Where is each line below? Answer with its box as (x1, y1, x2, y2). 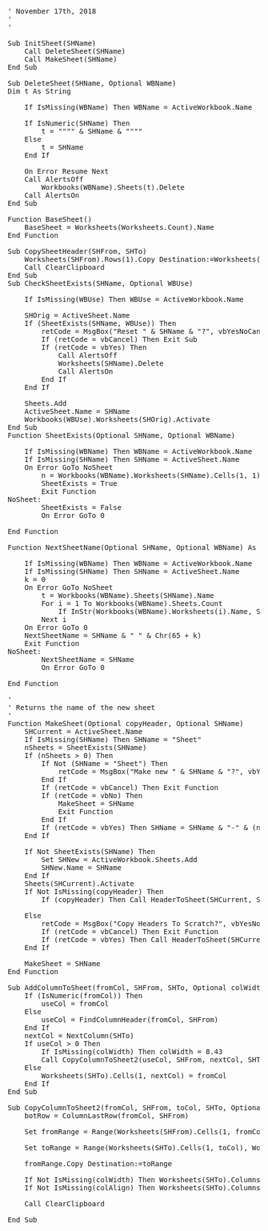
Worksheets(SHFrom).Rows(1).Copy (24, 255, 156, 263)
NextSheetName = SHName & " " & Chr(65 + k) (24, 632, 202, 640)
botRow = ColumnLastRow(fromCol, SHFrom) (24, 1112, 190, 1120)
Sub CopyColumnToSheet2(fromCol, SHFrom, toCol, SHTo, (7, 1104, 227, 1112)
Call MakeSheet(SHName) (24, 55, 118, 63)
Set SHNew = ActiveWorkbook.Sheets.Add (41, 856, 198, 864)
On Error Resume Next (24, 167, 110, 175)
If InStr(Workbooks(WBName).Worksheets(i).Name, (58, 607, 253, 615)
